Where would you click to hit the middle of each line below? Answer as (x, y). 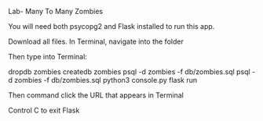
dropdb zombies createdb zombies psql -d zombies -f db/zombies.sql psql (129, 72)
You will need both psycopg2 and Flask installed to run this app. (111, 26)
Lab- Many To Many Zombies (56, 11)
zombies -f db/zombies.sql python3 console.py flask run (106, 80)
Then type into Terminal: (48, 57)
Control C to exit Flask (44, 110)
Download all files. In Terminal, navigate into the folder (96, 41)
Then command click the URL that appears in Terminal (96, 95)
